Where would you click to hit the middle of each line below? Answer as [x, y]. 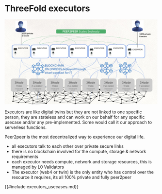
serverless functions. [26, 127]
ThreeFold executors [47, 9]
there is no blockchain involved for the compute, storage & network [79, 151]
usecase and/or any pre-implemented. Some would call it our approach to [78, 122]
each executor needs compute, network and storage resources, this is [82, 162]
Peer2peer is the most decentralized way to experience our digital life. [75, 137]
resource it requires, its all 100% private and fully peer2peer [72, 177]
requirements [25, 157]
